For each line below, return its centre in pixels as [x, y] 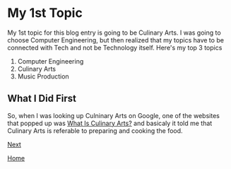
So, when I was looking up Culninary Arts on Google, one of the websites [114, 115]
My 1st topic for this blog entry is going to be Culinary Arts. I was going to [114, 33]
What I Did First [42, 99]
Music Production [43, 76]
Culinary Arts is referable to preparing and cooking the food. [95, 130]
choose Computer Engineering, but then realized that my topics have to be [116, 40]
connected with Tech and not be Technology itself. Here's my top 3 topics [115, 47]
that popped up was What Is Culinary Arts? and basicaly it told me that [110, 123]
